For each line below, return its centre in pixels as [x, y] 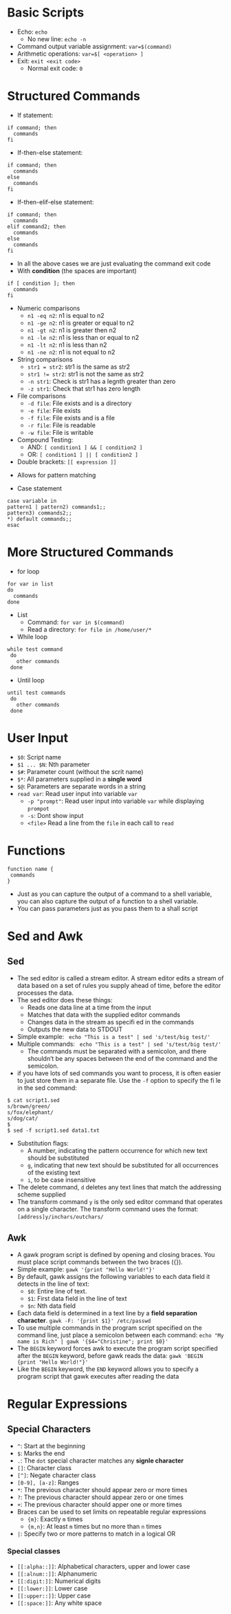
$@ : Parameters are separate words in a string [81, 786]
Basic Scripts [46, 13]
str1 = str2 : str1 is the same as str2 [79, 367]
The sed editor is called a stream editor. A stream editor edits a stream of [120, 978]
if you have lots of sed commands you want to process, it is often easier [119, 1073]
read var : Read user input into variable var [77, 793]
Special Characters [49, 1429]
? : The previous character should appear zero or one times [100, 1497]
